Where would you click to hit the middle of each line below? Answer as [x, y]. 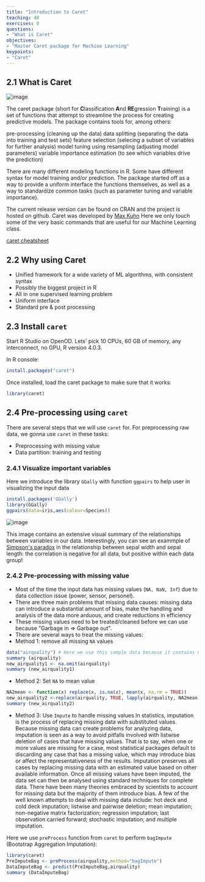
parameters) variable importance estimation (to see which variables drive [98, 153]
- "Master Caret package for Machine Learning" [68, 46]
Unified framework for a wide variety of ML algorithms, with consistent [104, 275]
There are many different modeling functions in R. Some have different [95, 171]
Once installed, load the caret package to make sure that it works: [89, 382]
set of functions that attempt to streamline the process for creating [90, 115]
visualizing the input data [38, 487]
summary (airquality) [34, 658]
